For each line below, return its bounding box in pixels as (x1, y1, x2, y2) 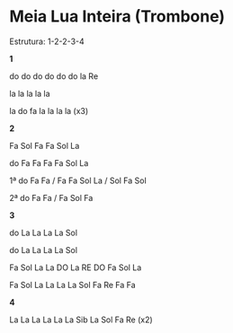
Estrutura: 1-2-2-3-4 (9, 36, 85, 47)
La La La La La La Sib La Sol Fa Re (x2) (9, 314, 153, 325)
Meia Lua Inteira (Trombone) (9, 6, 226, 27)
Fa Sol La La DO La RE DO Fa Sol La (9, 262, 142, 273)
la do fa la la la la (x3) (9, 105, 89, 116)
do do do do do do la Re (9, 70, 99, 82)
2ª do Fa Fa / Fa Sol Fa (9, 192, 94, 203)
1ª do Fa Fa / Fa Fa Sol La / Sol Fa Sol (9, 175, 147, 186)
